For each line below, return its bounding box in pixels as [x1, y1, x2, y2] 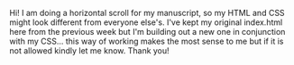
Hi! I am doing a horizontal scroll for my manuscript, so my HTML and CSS [9, 8, 286, 18]
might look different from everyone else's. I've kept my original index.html [9, 17, 283, 28]
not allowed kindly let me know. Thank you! [9, 45, 170, 56]
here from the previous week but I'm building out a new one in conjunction [9, 27, 286, 37]
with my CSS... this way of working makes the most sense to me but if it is [9, 36, 284, 46]
